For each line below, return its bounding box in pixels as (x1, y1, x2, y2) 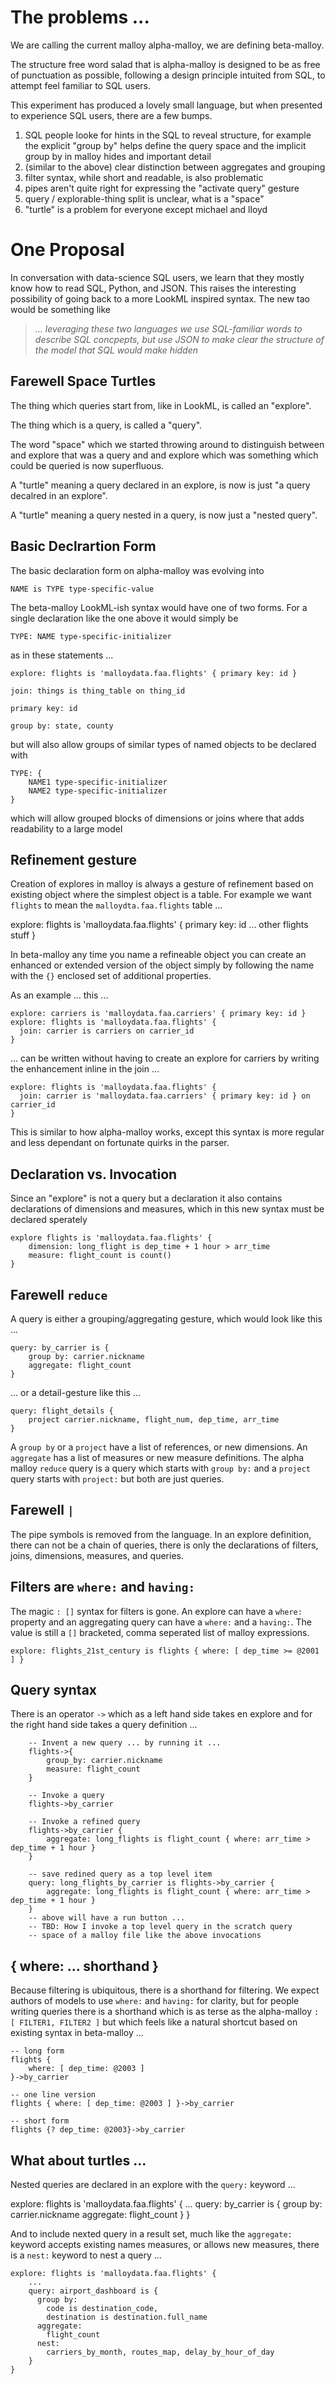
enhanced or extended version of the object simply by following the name (10, 959, 315, 971)
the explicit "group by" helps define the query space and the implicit (24, 139, 307, 151)
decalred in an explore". (10, 489, 108, 501)
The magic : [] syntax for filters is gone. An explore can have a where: (10, 1605, 303, 1617)
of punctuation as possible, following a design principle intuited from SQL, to (10, 69, 326, 81)
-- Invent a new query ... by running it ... (28, 1738, 222, 1748)
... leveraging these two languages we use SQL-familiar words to (34, 322, 303, 335)
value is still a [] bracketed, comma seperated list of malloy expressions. (10, 1626, 310, 1638)
